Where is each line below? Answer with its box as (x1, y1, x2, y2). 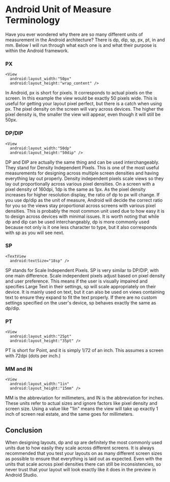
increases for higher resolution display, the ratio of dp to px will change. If (5, 191, 160, 197)
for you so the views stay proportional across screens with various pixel (5, 202, 156, 209)
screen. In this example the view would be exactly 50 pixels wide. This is (5, 95, 157, 102)
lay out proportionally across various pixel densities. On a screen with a (5, 181, 155, 187)
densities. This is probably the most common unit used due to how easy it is (5, 208, 164, 214)
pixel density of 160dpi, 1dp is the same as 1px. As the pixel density (5, 186, 146, 192)
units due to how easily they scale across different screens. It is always (5, 445, 154, 451)
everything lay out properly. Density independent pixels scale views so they (5, 175, 164, 182)
